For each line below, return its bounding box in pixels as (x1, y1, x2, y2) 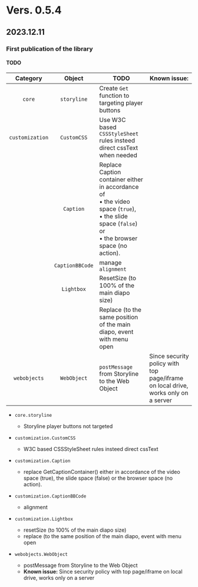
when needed (99, 151, 137, 159)
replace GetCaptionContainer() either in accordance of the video (23, 468, 181, 475)
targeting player (99, 98, 143, 107)
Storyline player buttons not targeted (23, 422, 113, 430)
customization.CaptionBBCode (14, 493, 87, 499)
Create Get (99, 84, 128, 92)
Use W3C (99, 115, 126, 124)
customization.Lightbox (14, 516, 74, 522)
